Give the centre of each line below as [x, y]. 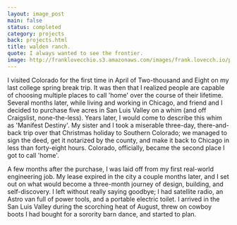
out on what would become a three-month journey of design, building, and [115, 184]
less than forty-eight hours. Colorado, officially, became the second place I [116, 148]
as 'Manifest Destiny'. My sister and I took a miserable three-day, [102, 125]
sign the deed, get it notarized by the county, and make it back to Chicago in [118, 140]
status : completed [34, 27]
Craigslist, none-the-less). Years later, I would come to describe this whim [115, 117]
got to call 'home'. [34, 155]
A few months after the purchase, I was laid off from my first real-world [110, 169]
